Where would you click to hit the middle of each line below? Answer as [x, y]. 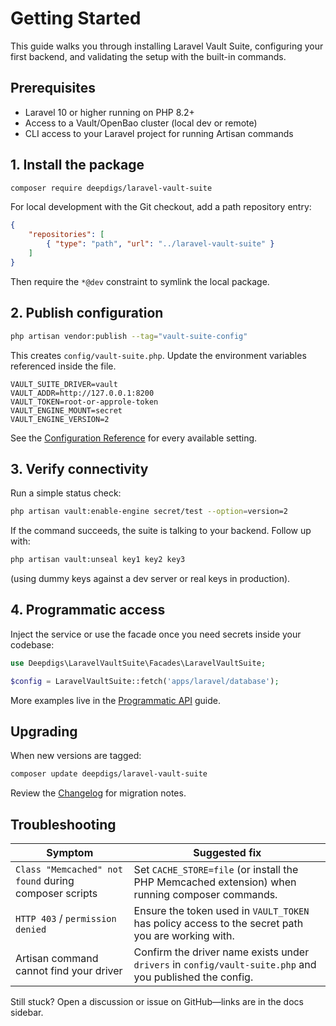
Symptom [70, 853]
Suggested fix [227, 853]
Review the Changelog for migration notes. [98, 793]
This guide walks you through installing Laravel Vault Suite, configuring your [167, 46]
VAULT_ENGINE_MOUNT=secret [66, 410]
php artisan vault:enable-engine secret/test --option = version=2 [149, 512]
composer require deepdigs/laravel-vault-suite [111, 188]
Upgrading [44, 732]
